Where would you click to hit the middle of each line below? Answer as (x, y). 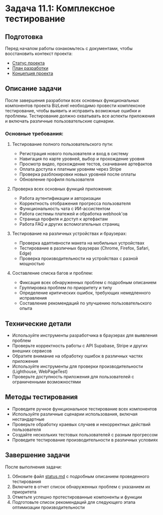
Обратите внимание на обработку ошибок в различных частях (77, 356)
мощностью (32, 264)
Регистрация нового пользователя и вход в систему (74, 154)
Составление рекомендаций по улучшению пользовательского (85, 303)
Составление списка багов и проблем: (53, 273)
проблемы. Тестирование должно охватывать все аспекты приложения (80, 116)
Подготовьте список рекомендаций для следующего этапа (74, 502)
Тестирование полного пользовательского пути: (63, 144)
